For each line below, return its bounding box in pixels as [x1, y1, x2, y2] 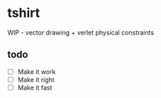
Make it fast [17, 83, 52, 92]
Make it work [17, 67, 56, 75]
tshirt [7, 5, 40, 21]
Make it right [17, 75, 55, 84]
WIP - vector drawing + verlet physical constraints [7, 28, 155, 37]
